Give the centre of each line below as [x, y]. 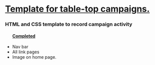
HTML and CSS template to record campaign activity [69, 24]
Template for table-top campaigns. [77, 9]
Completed [24, 36]
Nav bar [20, 47]
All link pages [26, 52]
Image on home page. [34, 57]
